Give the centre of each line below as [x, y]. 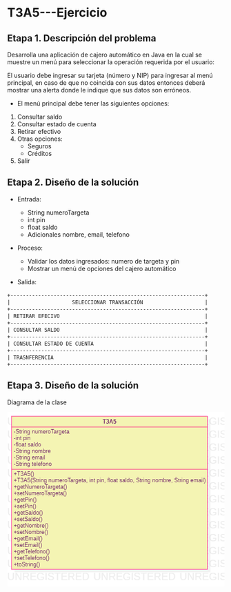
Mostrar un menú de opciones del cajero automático [102, 268]
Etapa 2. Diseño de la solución [73, 182]
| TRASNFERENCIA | [108, 357]
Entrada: [29, 199]
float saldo [42, 227]
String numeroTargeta [58, 213]
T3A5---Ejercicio [57, 13]
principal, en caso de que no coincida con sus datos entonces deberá [106, 83]
